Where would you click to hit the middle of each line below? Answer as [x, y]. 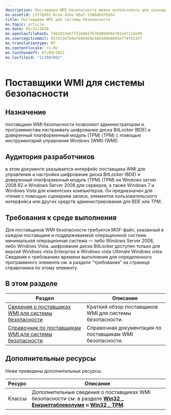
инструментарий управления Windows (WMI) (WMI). [62, 141]
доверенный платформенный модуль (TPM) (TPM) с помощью [73, 135]
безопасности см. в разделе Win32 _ [78, 398]
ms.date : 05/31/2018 [27, 29]
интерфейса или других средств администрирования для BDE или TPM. [84, 201]
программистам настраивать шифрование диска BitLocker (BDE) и [78, 130]
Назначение [26, 112]
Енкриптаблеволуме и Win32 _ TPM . [78, 405]
